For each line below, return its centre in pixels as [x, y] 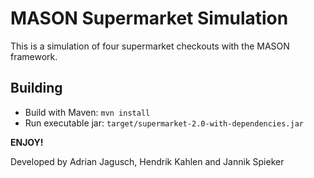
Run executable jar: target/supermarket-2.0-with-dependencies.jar [164, 123]
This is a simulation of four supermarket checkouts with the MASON [150, 46]
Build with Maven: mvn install [87, 112]
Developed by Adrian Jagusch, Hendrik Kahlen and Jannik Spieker [147, 161]
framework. [34, 56]
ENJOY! [27, 142]
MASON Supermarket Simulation [149, 18]
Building [36, 88]
